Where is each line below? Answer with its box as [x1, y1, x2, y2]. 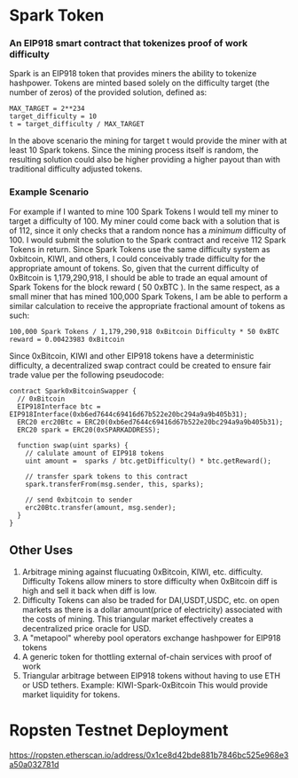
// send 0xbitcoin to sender [25, 495, 133, 504]
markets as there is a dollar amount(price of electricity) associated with [21, 604, 283, 615]
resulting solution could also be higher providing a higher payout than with [9, 155, 281, 165]
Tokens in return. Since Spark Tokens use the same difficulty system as [9, 243, 271, 254]
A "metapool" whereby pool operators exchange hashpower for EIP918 [21, 632, 281, 643]
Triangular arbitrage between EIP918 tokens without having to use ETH [21, 670, 281, 680]
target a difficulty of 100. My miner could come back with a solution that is [9, 215, 280, 226]
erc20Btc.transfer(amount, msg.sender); [25, 503, 176, 512]
